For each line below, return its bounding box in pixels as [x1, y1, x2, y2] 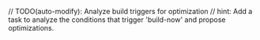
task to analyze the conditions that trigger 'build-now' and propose [8, 15, 226, 24]
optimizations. [8, 24, 55, 32]
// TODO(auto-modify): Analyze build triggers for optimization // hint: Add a [8, 7, 253, 16]
